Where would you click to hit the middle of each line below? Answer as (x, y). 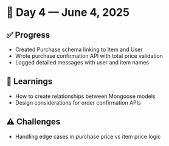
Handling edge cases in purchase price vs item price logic (88, 136)
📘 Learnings (29, 82)
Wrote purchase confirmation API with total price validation (89, 56)
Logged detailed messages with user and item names (82, 62)
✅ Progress (28, 35)
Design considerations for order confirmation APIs (78, 102)
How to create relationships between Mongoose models (85, 96)
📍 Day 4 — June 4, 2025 (68, 12)
